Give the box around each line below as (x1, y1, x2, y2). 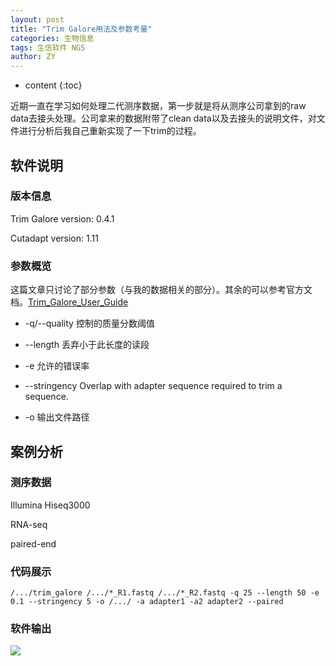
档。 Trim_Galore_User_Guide (10, 296, 129, 308)
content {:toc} (24, 79, 83, 91)
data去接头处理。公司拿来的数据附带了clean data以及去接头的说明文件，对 (10, 112, 317, 125)
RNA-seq (10, 518, 48, 530)
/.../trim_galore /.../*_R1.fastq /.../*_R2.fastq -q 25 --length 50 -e (10, 588, 320, 598)
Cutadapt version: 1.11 (10, 232, 99, 244)
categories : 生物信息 (10, 33, 95, 43)
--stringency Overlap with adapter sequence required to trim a (24, 380, 283, 392)
